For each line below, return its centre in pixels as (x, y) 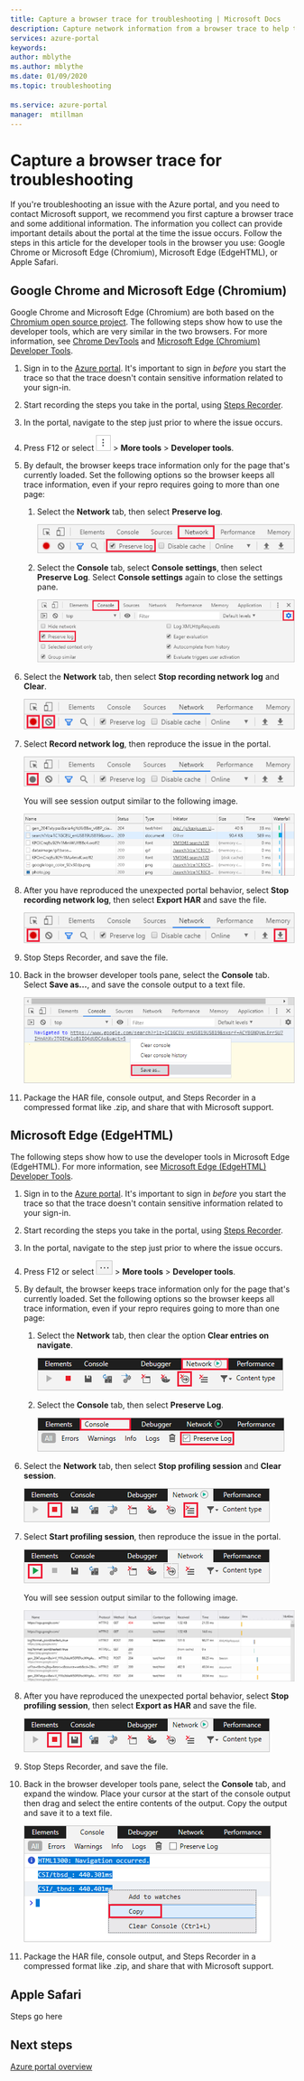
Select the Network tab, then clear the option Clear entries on (153, 1336)
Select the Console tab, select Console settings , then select (149, 567)
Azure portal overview (51, 2067)
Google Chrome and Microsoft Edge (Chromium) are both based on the (142, 313)
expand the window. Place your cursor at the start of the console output (157, 1794)
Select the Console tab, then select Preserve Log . (130, 1405)
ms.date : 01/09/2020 (49, 77)
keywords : (29, 48)
